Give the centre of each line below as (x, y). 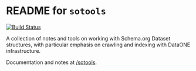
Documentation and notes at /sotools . (52, 62)
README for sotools (56, 11)
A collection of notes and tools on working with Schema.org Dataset (88, 38)
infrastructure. (23, 50)
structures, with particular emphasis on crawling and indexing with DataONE (98, 45)
